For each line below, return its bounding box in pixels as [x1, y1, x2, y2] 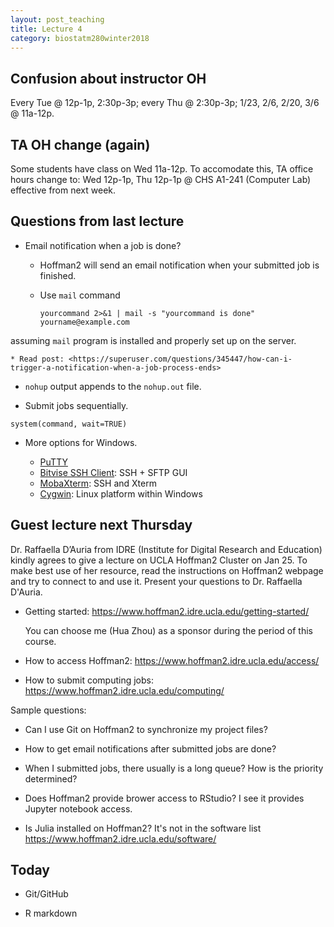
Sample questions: [10, 704, 87, 716]
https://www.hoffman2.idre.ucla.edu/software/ [24, 832, 217, 845]
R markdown [24, 907, 78, 920]
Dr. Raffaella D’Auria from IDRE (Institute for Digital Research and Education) [10, 543, 323, 555]
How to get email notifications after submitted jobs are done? [24, 742, 277, 755]
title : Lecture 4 [10, 24, 83, 34]
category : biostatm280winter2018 [10, 33, 150, 43]
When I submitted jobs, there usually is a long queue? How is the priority [24, 762, 324, 774]
